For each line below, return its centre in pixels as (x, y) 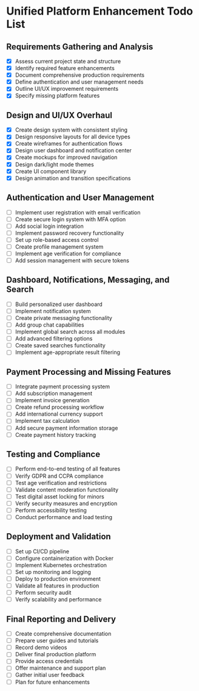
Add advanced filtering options (54, 339)
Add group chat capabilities (49, 325)
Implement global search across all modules (70, 332)
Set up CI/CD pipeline (42, 551)
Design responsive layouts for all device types (73, 137)
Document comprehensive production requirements (79, 75)
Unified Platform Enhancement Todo (100, 11)
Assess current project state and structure (68, 61)
